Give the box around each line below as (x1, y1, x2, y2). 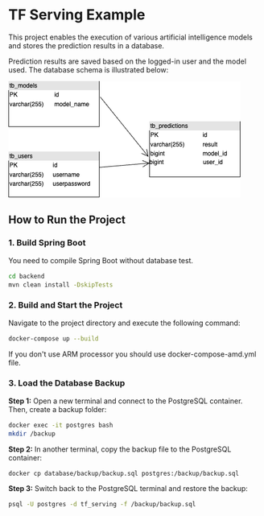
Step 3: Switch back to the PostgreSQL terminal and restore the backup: (8, 484, 248, 493)
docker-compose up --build (8, 334, 99, 343)
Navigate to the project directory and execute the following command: (8, 318, 241, 328)
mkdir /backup (8, 429, 56, 438)
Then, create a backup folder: (8, 404, 107, 414)
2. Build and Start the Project (8, 299, 123, 311)
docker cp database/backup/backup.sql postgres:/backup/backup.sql (8, 469, 240, 477)
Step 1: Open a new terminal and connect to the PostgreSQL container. (8, 396, 243, 406)
